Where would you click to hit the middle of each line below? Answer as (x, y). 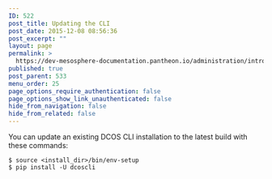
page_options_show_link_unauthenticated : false (90, 99)
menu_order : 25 (34, 83)
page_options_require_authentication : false (85, 91)
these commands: (38, 145)
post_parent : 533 (38, 76)
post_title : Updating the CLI (59, 23)
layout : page (30, 46)
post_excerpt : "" (38, 38)
